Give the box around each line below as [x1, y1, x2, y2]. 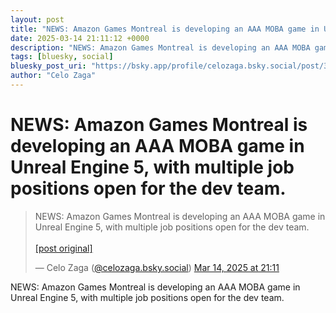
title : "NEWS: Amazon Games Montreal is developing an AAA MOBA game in [10, 24, 320, 34]
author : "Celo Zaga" [10, 71, 97, 81]
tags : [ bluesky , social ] [10, 52, 114, 62]
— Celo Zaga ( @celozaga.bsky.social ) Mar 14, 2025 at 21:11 [34, 261, 280, 273]
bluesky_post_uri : [10, 61, 87, 71]
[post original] [34, 242, 93, 254]
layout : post [10, 14, 65, 25]
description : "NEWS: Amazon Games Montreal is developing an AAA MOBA [10, 42, 311, 53]
